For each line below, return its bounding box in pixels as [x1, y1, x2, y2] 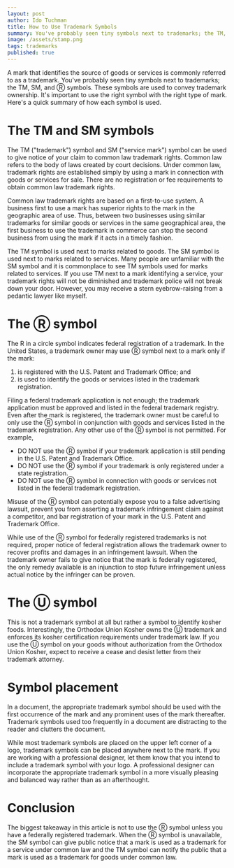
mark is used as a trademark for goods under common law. [7, 853, 177, 861]
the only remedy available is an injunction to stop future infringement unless [7, 563, 226, 571]
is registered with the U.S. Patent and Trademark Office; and [17, 368, 191, 376]
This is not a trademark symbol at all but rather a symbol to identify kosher [7, 618, 221, 626]
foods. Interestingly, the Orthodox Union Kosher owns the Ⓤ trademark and [7, 625, 227, 633]
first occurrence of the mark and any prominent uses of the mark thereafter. [7, 710, 226, 718]
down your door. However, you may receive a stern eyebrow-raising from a [7, 284, 224, 292]
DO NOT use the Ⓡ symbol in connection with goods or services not [17, 476, 217, 484]
